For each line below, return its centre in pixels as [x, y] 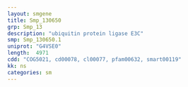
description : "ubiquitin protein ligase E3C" [75, 33]
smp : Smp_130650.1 [34, 40]
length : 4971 [28, 53]
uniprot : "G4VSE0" [34, 46]
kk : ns [17, 66]
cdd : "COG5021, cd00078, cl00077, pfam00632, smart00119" [94, 60]
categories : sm [30, 72]
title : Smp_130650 [34, 20]
